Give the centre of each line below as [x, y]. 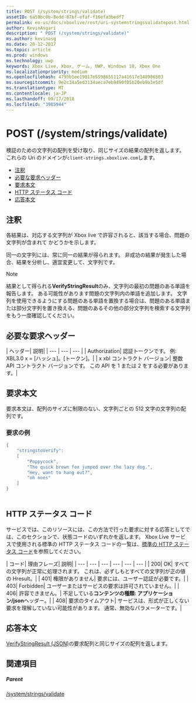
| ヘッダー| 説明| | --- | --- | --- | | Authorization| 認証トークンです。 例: [91, 351]
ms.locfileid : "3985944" [36, 104]
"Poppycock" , [43, 462]
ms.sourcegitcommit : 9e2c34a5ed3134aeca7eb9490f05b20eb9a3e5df [85, 83]
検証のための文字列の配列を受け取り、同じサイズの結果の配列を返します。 [95, 150]
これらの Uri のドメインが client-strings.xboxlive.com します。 [82, 158]
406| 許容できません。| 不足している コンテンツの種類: [71, 593]
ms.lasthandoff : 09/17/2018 [40, 99]
